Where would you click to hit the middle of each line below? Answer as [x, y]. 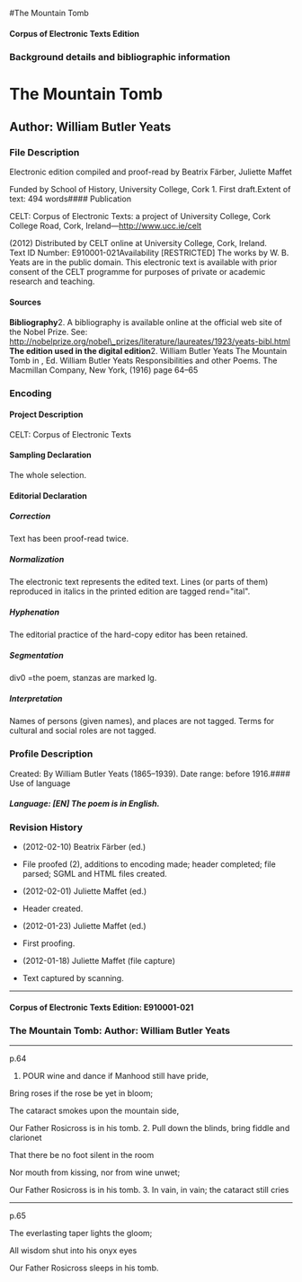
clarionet [26, 1137]
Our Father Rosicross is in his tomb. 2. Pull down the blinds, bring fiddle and [150, 1127]
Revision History [46, 827]
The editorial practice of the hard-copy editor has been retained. [129, 635]
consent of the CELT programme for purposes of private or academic [138, 272]
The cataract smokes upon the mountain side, [94, 1110]
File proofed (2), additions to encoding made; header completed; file [149, 864]
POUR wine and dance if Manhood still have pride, [115, 1075]
